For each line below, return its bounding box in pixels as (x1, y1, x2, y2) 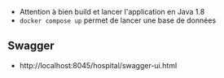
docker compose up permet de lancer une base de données (19, 15, 217, 25)
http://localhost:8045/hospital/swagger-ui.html (19, 60, 178, 70)
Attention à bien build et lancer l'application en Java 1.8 (19, 7, 205, 16)
